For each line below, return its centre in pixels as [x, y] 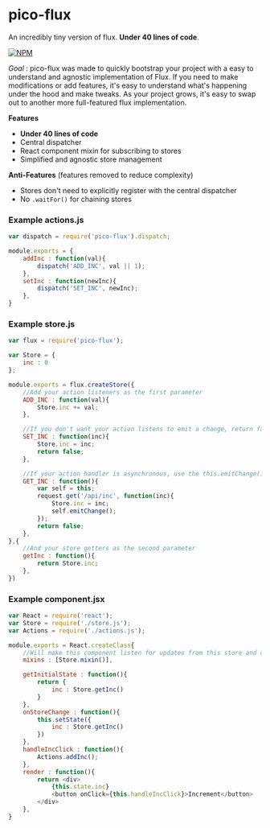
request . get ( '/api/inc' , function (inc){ [106, 496]
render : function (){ [59, 772]
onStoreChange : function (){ [72, 712]
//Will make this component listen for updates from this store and [140, 653]
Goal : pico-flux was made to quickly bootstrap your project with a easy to [131, 68]
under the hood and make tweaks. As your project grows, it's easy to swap [132, 93]
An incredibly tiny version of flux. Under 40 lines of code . [104, 37]
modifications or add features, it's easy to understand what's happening [128, 85]
